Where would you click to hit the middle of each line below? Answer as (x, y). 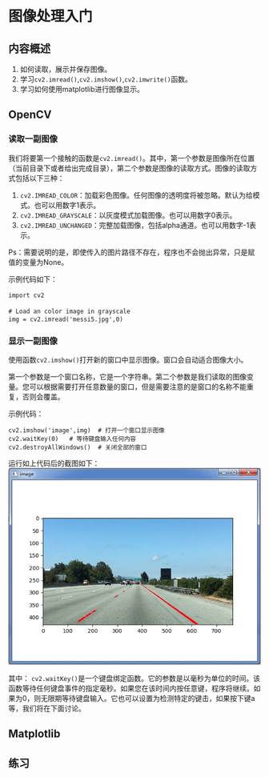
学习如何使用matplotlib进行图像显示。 (82, 89)
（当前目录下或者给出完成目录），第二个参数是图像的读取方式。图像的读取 (129, 168)
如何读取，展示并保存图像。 (66, 69)
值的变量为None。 (38, 262)
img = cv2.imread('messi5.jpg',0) (66, 319)
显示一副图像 (33, 341)
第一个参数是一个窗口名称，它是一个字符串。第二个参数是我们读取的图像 (127, 376)
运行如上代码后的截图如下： (54, 463)
